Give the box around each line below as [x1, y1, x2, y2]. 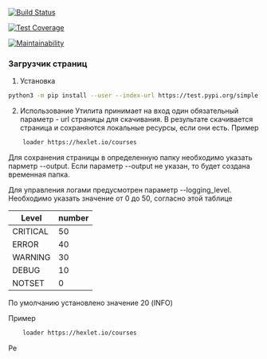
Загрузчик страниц [8, 58, 88, 69]
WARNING [12, 252, 51, 263]
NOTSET [12, 278, 45, 289]
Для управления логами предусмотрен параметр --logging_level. [8, 185, 232, 195]
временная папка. [8, 170, 70, 179]
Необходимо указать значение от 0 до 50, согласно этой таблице [8, 193, 233, 203]
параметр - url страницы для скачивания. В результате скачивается [19, 115, 253, 124]
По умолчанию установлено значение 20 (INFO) [8, 299, 174, 308]
